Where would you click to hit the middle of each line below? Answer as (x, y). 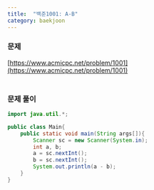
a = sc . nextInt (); (60, 154)
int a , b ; (47, 147)
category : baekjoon (36, 21)
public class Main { (36, 127)
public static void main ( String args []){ (82, 133)
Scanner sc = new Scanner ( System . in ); (91, 140)
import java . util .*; (38, 115)
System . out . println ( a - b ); (75, 167)
